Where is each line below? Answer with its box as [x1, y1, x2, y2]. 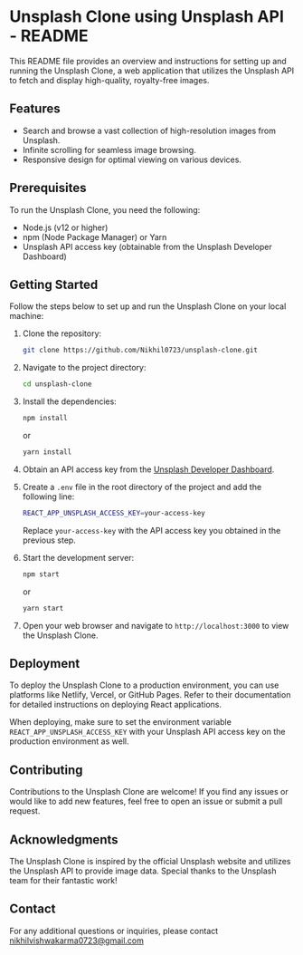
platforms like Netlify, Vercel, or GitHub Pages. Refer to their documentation [9, 690, 291, 700]
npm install [22, 414, 68, 423]
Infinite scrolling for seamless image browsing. [22, 144, 196, 155]
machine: [9, 311, 44, 322]
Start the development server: [22, 552, 135, 563]
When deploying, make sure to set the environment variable [9, 717, 232, 728]
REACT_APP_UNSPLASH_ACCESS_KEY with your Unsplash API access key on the [9, 727, 286, 738]
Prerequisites [9, 180, 87, 196]
